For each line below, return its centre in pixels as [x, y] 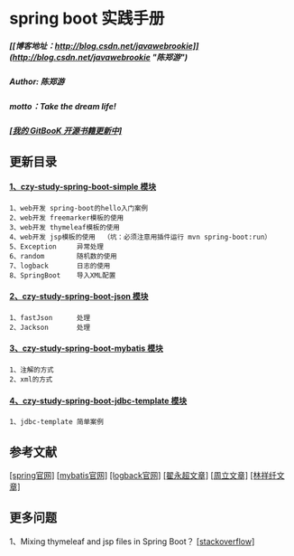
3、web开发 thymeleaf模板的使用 [64, 227]
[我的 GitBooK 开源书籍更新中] [66, 130]
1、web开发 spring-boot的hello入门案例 [79, 208]
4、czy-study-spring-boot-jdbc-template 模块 [98, 401]
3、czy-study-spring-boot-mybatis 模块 [87, 348]
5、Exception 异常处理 [56, 246]
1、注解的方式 [32, 370]
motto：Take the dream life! [63, 106]
